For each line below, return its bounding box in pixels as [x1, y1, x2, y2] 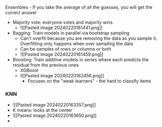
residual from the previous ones [12, 62, 79, 68]
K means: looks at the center [12, 107, 73, 113]
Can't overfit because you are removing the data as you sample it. [20, 35, 157, 41]
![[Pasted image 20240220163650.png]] [12, 112, 97, 118]
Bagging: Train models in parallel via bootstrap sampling [12, 30, 130, 36]
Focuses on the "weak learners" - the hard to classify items [27, 78, 151, 84]
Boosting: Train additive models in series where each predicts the [12, 57, 149, 62]
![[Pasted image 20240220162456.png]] [20, 73, 104, 78]
